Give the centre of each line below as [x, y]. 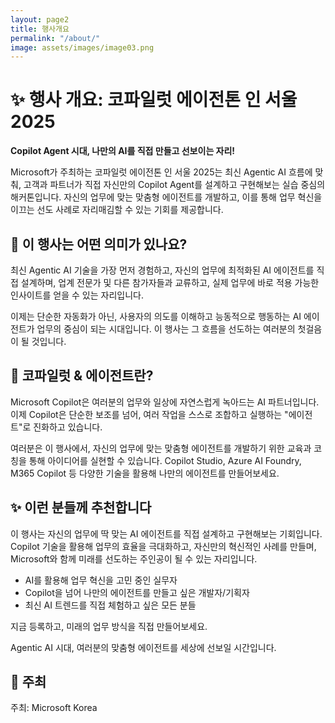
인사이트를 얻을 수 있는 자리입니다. [77, 295]
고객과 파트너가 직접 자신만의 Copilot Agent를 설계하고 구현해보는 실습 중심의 [174, 185]
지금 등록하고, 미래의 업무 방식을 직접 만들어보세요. [109, 626]
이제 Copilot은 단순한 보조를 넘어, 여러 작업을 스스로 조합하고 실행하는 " [149, 414]
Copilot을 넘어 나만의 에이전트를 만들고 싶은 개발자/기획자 [137, 592]
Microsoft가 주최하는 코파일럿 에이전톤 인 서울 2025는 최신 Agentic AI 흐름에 [161, 172]
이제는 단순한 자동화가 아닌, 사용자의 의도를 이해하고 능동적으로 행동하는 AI [156, 316]
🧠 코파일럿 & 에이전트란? [82, 376]
